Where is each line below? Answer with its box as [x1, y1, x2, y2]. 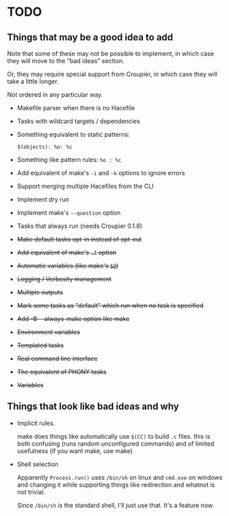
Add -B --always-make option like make [16, 315, 130, 322]
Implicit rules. [16, 419, 55, 427]
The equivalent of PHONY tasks [16, 367, 107, 376]
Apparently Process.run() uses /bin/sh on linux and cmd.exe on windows [16, 473, 223, 481]
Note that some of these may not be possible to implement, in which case [7, 49, 214, 57]
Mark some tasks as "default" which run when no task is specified [16, 302, 204, 309]
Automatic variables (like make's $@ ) [16, 261, 119, 270]
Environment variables [16, 328, 81, 336]
